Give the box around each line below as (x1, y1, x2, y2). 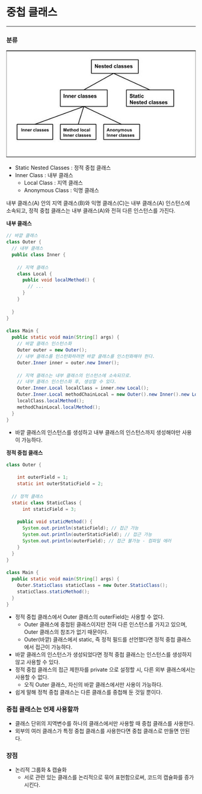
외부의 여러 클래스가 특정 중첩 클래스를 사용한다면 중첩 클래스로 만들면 (14, 727, 179, 734)
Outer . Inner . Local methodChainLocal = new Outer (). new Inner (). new (17, 392, 189, 398)
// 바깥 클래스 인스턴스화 (17, 341, 72, 347)
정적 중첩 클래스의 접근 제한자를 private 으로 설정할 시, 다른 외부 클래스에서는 (14, 666, 196, 673)
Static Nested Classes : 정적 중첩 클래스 (14, 164, 111, 172)
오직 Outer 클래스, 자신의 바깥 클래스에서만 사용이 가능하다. (23, 681, 164, 688)
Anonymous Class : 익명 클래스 (23, 187, 99, 194)
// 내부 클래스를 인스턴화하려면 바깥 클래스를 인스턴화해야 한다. (17, 353, 155, 359)
